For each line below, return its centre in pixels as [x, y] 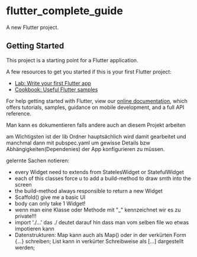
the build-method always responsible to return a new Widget [88, 191]
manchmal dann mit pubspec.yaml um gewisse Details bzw [78, 143]
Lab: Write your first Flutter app [53, 83]
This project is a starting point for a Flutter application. [72, 60]
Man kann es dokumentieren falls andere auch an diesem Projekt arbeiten [96, 125]
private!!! [25, 216]
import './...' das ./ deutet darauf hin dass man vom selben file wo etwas [102, 222]
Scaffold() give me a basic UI [50, 197]
